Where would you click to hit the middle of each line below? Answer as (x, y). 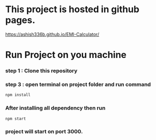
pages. (20, 20)
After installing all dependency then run (55, 108)
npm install (18, 95)
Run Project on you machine (66, 55)
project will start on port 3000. (44, 132)
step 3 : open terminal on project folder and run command (78, 84)
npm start (16, 119)
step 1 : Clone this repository (41, 71)
